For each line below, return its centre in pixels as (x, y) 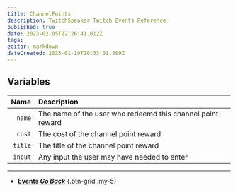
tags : (15, 40)
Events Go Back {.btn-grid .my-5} (67, 181)
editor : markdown (33, 47)
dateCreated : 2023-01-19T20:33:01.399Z (66, 54)
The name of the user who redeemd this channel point (128, 114)
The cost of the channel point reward (100, 133)
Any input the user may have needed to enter (113, 157)
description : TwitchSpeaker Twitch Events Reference (87, 20)
